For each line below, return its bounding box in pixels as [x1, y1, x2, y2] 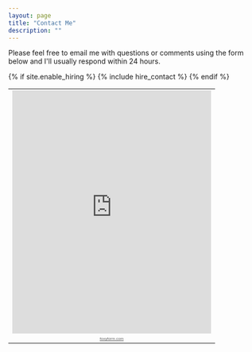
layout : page [8, 11, 52, 20]
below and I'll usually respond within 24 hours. [8, 56, 161, 66]
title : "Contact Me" [8, 19, 77, 27]
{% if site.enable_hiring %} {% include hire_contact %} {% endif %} [8, 72, 230, 82]
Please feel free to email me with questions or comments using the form [8, 48, 244, 58]
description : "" [8, 26, 62, 34]
